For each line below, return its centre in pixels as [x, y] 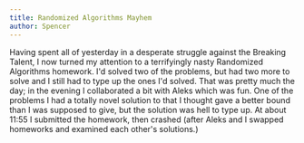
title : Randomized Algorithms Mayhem [81, 18]
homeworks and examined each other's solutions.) [104, 129]
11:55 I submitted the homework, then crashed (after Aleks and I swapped [147, 119]
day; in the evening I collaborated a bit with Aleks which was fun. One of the [152, 91]
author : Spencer [40, 26]
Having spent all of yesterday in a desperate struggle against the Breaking [148, 52]
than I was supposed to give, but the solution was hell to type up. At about [148, 110]
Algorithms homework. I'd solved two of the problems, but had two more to [150, 71]
